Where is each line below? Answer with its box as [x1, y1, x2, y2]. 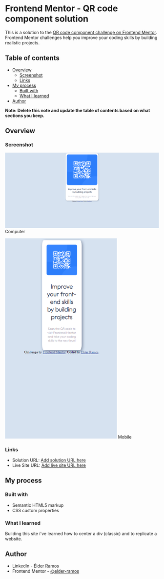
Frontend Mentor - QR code [5, 3, 118, 14]
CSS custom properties [12, 507, 60, 513]
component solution [5, 13, 89, 24]
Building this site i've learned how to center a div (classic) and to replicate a [5, 531, 157, 537]
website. [5, 536, 22, 542]
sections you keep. [5, 113, 45, 119]
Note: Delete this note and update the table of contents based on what [5, 107, 150, 113]
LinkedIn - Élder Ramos [12, 563, 60, 569]
